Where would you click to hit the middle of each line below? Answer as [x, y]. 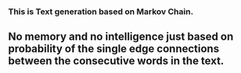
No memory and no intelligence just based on [121, 37]
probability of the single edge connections [114, 49]
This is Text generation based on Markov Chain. [101, 12]
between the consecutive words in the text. [116, 61]
